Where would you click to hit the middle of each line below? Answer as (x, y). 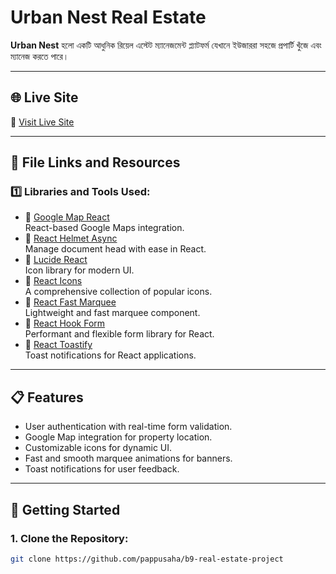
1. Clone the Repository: (69, 538)
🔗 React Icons (53, 281)
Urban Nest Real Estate (108, 17)
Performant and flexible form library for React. (119, 334)
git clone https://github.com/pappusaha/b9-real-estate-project (147, 559)
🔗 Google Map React (67, 217)
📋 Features (47, 397)
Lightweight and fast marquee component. (112, 313)
